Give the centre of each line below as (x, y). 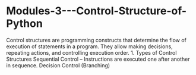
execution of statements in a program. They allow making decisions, (90, 46)
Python (24, 24)
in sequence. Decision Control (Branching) (58, 65)
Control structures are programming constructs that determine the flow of (97, 40)
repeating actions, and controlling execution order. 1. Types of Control (91, 52)
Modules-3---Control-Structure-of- (97, 11)
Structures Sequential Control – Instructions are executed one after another (98, 59)
